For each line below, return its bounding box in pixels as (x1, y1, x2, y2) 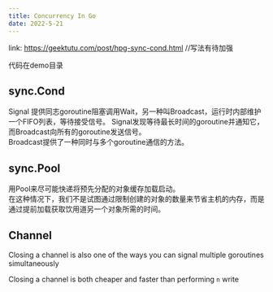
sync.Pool (8, 161, 61, 175)
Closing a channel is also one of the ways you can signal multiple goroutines (8, 250, 264, 259)
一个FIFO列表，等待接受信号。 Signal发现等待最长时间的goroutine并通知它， (8, 117, 264, 127)
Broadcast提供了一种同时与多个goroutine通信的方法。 (8, 137, 189, 147)
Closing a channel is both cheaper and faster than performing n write (8, 274, 240, 284)
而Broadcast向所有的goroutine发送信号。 (8, 127, 146, 137)
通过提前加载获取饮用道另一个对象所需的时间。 (8, 204, 165, 214)
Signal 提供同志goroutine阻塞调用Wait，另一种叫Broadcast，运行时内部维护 (8, 107, 262, 116)
